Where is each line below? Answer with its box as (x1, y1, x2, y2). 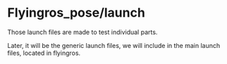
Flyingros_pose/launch (7, 5, 146, 21)
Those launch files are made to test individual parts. (7, 28, 158, 36)
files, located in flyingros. (7, 49, 81, 57)
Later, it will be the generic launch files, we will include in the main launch (7, 41, 221, 49)
